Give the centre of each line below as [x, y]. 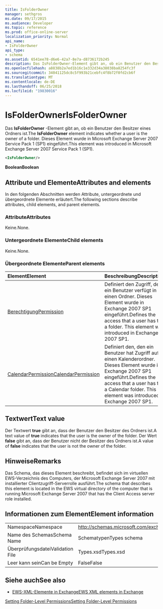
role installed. [19, 499]
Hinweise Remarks [33, 461]
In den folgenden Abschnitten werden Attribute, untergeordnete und [73, 194]
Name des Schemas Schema [40, 535]
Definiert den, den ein [129, 347]
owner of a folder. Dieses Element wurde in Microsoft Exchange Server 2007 [81, 139]
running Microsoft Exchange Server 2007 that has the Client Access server [80, 493]
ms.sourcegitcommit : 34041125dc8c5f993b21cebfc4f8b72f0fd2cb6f [70, 73]
